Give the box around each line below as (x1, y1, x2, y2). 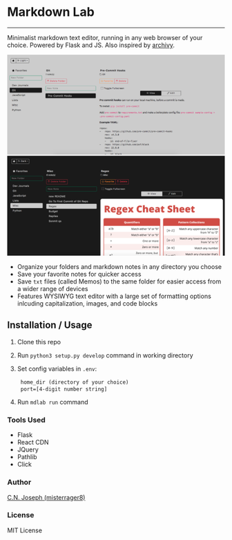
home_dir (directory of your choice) (20, 378, 129, 386)
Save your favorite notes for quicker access (17, 270, 142, 279)
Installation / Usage (7, 319, 93, 331)
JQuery (17, 445, 39, 454)
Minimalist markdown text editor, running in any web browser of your (7, 33, 203, 41)
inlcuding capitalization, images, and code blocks (17, 299, 158, 308)
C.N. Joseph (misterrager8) (7, 493, 86, 501)
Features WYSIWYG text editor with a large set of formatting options (17, 292, 212, 301)
